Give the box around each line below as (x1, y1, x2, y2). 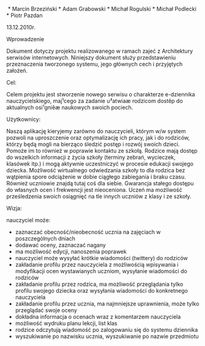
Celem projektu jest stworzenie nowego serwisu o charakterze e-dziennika (6, 91, 195, 98)
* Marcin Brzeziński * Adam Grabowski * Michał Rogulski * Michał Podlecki (7, 6, 197, 12)
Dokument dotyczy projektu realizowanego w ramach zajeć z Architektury (6, 47, 193, 55)
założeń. (6, 67, 28, 74)
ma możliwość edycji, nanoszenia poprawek (15, 248, 127, 255)
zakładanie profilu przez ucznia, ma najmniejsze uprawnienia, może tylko (15, 300, 199, 307)
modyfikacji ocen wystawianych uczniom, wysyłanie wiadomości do (15, 267, 188, 275)
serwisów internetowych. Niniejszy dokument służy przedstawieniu (6, 54, 176, 61)
